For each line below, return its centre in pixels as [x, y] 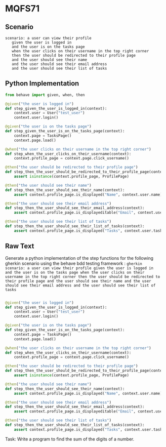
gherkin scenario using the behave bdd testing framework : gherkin [74, 263]
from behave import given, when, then [45, 95]
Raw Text [20, 246]
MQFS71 [22, 9]
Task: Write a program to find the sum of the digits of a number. [70, 439]
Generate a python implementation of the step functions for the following [79, 258]
